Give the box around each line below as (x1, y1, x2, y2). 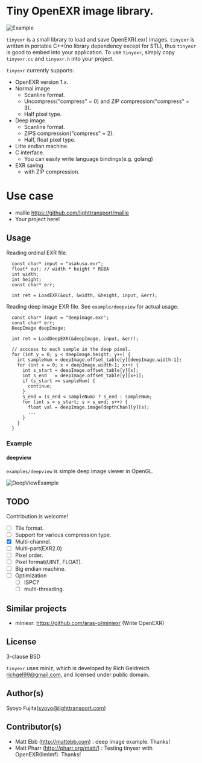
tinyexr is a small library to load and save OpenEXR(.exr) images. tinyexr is (6, 36, 195, 43)
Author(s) (6, 688, 44, 699)
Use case (6, 189, 54, 203)
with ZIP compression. (24, 168, 80, 175)
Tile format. (14, 524, 44, 532)
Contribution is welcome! (6, 512, 69, 520)
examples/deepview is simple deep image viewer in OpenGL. (6, 467, 154, 474)
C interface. (14, 149, 45, 156)
